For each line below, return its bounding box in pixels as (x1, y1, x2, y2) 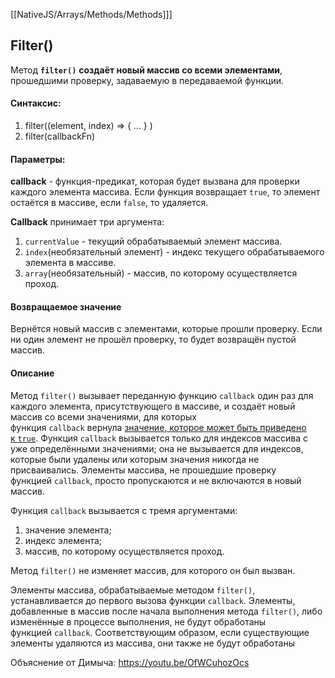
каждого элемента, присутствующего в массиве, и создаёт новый (10, 400, 296, 412)
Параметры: (10, 153, 66, 165)
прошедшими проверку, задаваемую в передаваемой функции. (10, 74, 284, 86)
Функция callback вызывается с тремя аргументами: (10, 504, 238, 516)
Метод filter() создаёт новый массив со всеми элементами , (10, 64, 283, 76)
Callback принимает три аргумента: (10, 216, 165, 228)
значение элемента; (24, 524, 112, 536)
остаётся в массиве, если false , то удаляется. (10, 197, 209, 209)
